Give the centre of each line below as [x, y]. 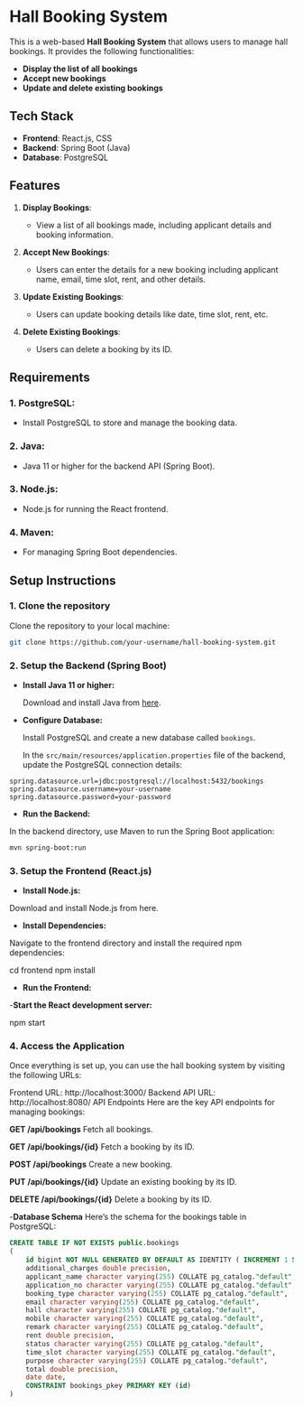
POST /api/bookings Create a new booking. [91, 1164]
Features [35, 186]
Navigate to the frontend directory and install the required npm [125, 943]
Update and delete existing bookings [93, 88]
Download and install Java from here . [92, 703]
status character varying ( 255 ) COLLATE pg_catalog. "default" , [145, 1344]
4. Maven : [32, 532]
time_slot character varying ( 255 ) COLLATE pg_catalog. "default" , [151, 1352]
